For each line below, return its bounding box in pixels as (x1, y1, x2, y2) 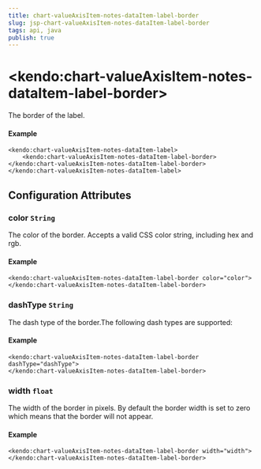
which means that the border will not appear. (8, 412, 154, 422)
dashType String (8, 300, 73, 311)
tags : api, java (8, 26, 62, 34)
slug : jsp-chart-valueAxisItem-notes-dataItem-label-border (8, 19, 211, 27)
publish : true (8, 33, 55, 42)
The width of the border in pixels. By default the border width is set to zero (8, 403, 251, 413)
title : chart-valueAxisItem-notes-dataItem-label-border (8, 11, 199, 20)
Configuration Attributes (8, 188, 132, 202)
